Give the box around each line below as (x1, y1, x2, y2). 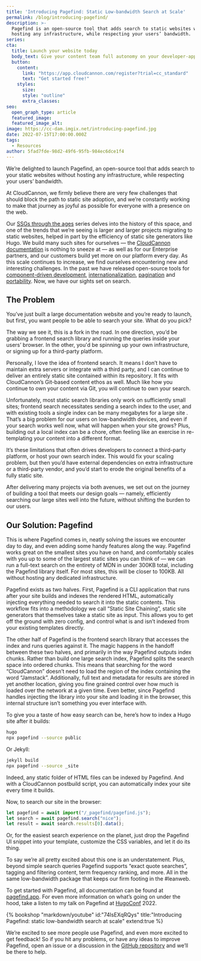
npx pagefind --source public (6, 735, 82, 741)
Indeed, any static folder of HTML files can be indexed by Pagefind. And (6, 774, 184, 781)
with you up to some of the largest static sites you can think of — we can (6, 555, 186, 562)
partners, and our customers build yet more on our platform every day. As (6, 252, 188, 259)
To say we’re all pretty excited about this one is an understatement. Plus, (6, 856, 185, 863)
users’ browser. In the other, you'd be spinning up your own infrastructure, (6, 342, 190, 349)
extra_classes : (22, 98, 60, 104)
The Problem (6, 295, 55, 305)
